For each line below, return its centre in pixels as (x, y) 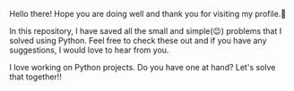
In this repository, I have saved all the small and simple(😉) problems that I (146, 31)
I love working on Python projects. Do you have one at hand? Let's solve (143, 67)
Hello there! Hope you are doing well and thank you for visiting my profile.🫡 (148, 14)
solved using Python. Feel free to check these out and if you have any (138, 41)
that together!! (36, 77)
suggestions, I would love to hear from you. (89, 50)
